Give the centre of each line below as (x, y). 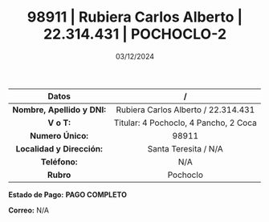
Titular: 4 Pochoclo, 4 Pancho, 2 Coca (185, 123)
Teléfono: (59, 162)
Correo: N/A (29, 210)
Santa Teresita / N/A (185, 148)
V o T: (59, 123)
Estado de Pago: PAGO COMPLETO (67, 194)
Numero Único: (59, 135)
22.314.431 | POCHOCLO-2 (135, 34)
